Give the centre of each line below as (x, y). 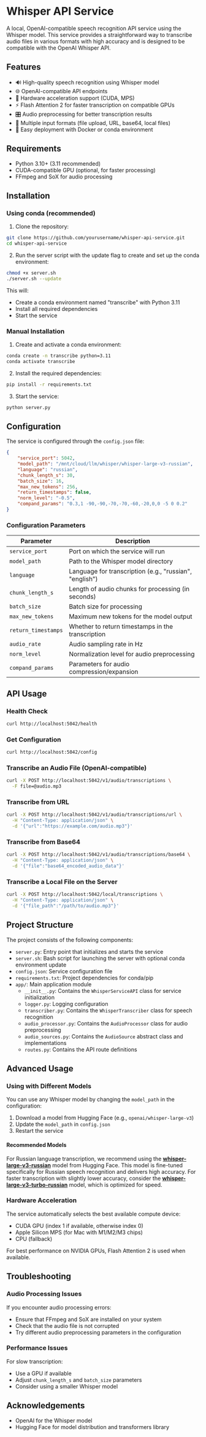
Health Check (27, 711)
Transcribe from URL (38, 802)
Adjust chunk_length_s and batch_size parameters (78, 1380)
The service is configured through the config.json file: (75, 441)
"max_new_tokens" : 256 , (48, 487)
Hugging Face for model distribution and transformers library (92, 1427)
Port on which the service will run (117, 551)
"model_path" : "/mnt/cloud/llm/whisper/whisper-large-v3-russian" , (105, 464)
